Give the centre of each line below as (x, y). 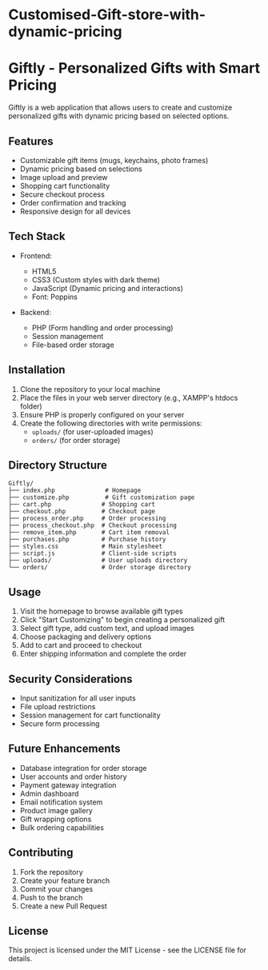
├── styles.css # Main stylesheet (85, 547)
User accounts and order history (73, 776)
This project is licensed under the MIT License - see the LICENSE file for (127, 950)
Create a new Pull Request (64, 906)
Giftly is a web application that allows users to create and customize (120, 108)
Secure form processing (60, 724)
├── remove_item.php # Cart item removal (89, 533)
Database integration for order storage (83, 768)
